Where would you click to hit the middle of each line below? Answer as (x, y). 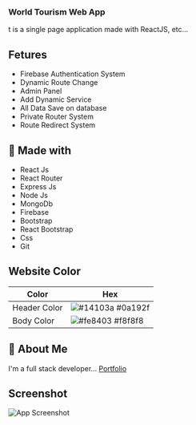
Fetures (28, 55)
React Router (41, 178)
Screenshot (38, 393)
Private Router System (57, 117)
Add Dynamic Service (56, 99)
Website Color (45, 271)
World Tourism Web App (57, 12)
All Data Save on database (63, 108)
